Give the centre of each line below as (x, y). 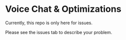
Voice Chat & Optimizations (63, 9)
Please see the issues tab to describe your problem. (59, 32)
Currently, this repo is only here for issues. (49, 23)
